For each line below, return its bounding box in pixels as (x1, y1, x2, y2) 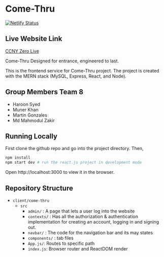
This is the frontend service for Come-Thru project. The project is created (5, 67, 159, 74)
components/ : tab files (27, 235, 74, 241)
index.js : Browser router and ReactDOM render (27, 245, 128, 251)
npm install (5, 155, 30, 160)
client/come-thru (12, 198, 50, 203)
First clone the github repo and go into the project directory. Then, (5, 145, 144, 152)
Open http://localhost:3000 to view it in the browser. (5, 169, 115, 175)
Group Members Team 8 (5, 88, 84, 96)
